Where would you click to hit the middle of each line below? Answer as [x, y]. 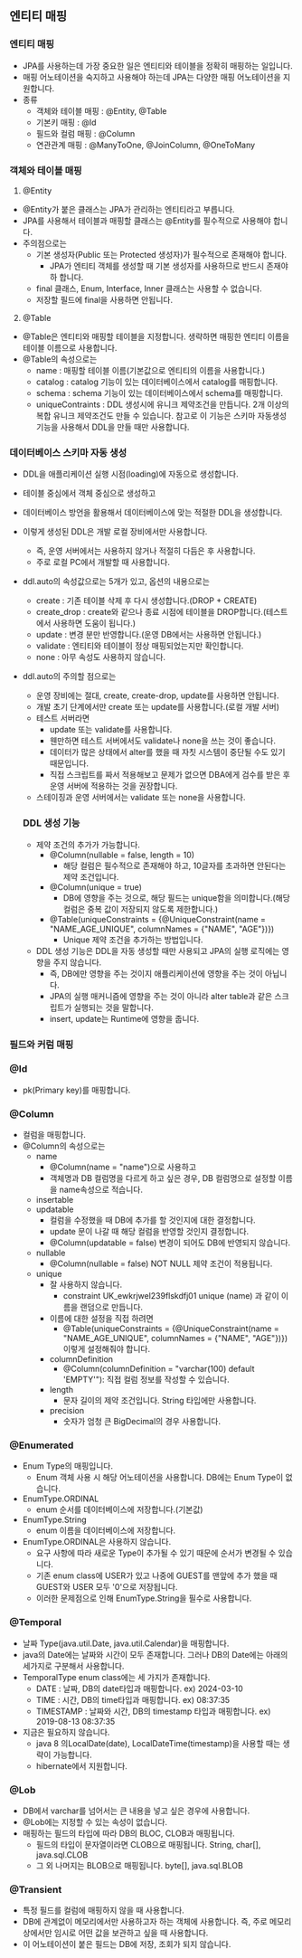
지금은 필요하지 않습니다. [66, 1732]
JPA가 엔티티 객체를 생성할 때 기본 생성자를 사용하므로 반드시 [157, 266]
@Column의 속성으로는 [64, 1146]
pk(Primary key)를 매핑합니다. [76, 1090]
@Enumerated [42, 1445]
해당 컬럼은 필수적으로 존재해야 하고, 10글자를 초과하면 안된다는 [175, 865]
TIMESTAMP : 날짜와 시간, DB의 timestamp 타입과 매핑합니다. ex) [153, 1711]
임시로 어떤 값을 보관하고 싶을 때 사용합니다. [131, 1933]
